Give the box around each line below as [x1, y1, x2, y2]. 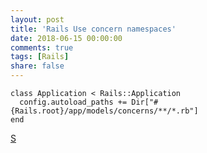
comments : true [10, 42, 74, 53]
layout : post [10, 14, 65, 25]
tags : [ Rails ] [10, 52, 70, 62]
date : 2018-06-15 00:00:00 [10, 33, 123, 43]
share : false [10, 61, 65, 71]
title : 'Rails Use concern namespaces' [10, 24, 177, 34]
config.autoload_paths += [19, 97, 128, 107]
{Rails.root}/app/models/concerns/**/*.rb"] [10, 106, 199, 116]
